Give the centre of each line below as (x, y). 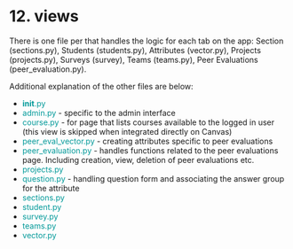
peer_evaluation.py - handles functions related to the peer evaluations (150, 150)
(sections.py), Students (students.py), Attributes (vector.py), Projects (135, 50)
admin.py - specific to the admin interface (99, 113)
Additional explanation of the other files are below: (101, 86)
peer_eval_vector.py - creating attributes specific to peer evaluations (147, 141)
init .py (34, 103)
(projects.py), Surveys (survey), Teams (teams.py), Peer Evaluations (134, 59)
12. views (44, 16)
